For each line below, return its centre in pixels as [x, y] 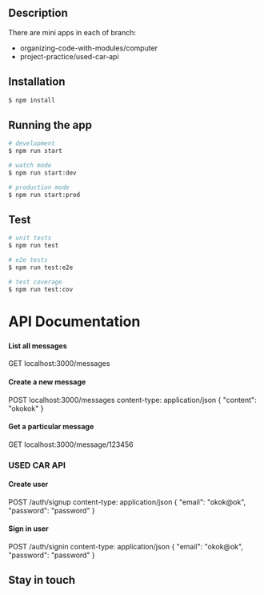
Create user [28, 484]
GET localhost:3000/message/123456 [71, 444]
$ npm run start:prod [44, 195]
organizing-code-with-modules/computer [89, 48]
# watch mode [30, 166]
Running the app [50, 125]
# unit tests [30, 238]
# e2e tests [28, 260]
